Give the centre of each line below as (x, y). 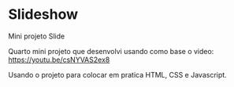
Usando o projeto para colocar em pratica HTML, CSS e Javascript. (117, 74)
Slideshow (43, 14)
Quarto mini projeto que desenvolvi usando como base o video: (111, 51)
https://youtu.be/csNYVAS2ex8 (59, 60)
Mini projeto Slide (37, 36)
